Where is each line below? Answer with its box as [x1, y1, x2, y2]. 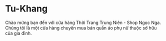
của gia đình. [5, 30, 32, 36]
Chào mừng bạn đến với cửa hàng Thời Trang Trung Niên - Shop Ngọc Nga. [5, 19, 161, 25]
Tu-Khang [5, 3, 48, 14]
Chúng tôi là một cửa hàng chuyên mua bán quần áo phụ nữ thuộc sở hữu [5, 24, 157, 30]
